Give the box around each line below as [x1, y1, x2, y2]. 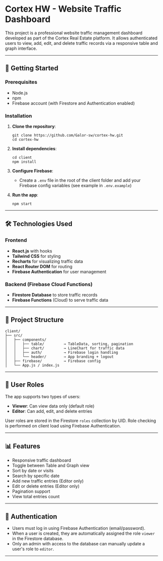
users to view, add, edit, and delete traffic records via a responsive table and [5, 40, 158, 46]
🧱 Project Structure [5, 316, 64, 324]
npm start [12, 201, 33, 206]
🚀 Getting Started [5, 64, 59, 73]
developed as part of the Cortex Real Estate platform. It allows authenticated [5, 35, 158, 41]
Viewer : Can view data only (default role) [12, 403, 95, 409]
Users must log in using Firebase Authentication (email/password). [12, 525, 146, 531]
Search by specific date [12, 473, 60, 479]
